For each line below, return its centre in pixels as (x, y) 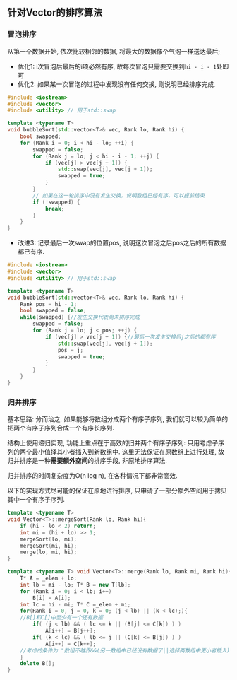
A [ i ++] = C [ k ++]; (71, 644)
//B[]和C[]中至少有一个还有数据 (62, 618)
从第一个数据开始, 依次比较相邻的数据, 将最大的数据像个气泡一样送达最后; (114, 51)
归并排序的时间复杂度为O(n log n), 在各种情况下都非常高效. (92, 476)
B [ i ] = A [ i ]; (52, 598)
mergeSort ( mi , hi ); (49, 546)
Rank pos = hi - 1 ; (49, 304)
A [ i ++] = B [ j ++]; (71, 631)
